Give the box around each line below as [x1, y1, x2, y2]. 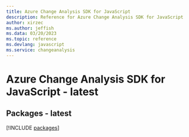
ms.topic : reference [6, 36, 57, 42]
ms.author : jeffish [6, 25, 54, 31]
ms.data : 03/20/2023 [6, 31, 57, 37]
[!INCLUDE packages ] [6, 124, 60, 131]
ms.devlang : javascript [6, 42, 65, 48]
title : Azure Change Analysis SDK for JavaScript [6, 8, 131, 15]
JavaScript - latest [6, 85, 99, 98]
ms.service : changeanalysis [6, 47, 76, 53]
